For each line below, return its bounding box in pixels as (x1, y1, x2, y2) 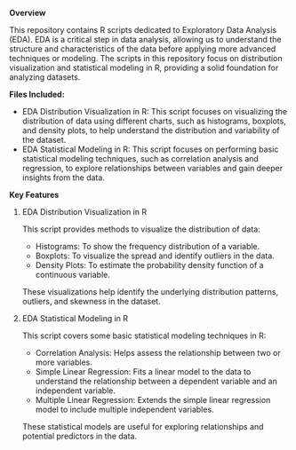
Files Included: (9, 89, 65, 99)
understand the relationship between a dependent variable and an (35, 376, 277, 386)
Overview (9, 8, 46, 18)
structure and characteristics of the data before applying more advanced (9, 43, 276, 54)
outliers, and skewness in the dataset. (21, 296, 162, 306)
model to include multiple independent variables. (35, 404, 215, 414)
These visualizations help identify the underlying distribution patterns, (21, 287, 278, 296)
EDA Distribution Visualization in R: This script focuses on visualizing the (21, 107, 287, 116)
